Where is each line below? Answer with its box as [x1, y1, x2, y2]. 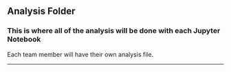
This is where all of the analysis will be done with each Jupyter [7, 26, 221, 36]
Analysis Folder [7, 5, 76, 17]
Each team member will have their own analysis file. [7, 50, 154, 58]
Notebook [7, 34, 41, 44]
